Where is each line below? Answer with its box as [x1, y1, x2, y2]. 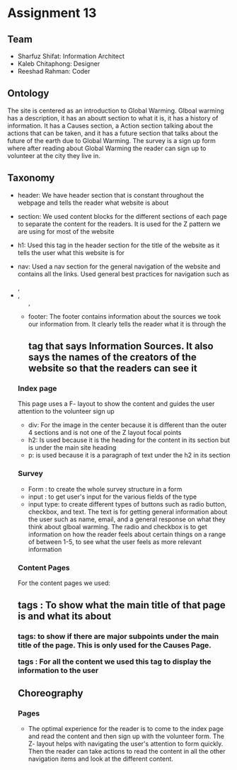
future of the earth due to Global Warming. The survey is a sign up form [7, 136, 216, 145]
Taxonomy [7, 172, 55, 184]
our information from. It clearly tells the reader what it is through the [28, 319, 226, 328]
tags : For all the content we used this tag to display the [17, 657, 212, 667]
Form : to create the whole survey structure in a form [28, 485, 183, 493]
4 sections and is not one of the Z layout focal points [28, 429, 182, 437]
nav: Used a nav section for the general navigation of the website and [17, 262, 221, 271]
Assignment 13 [7, 5, 97, 21]
